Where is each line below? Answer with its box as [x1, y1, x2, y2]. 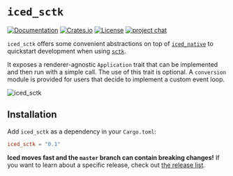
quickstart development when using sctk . [7, 47, 127, 55]
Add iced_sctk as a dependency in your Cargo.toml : [7, 127, 157, 136]
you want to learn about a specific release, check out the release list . [7, 161, 206, 169]
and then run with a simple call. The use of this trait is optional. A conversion [7, 67, 227, 76]
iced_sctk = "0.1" [7, 141, 61, 147]
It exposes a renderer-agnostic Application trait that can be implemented [7, 60, 218, 68]
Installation [7, 109, 57, 120]
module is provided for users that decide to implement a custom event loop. [7, 75, 225, 83]
